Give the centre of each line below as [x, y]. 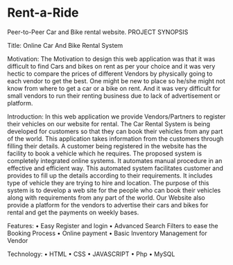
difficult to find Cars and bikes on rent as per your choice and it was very [111, 66]
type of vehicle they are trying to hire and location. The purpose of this [108, 182]
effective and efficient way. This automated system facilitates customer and [115, 168]
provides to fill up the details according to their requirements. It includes [110, 176]
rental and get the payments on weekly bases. [73, 212]
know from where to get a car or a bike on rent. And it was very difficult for [114, 88]
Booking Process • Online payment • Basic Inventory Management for [107, 233]
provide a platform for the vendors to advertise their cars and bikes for [108, 205]
